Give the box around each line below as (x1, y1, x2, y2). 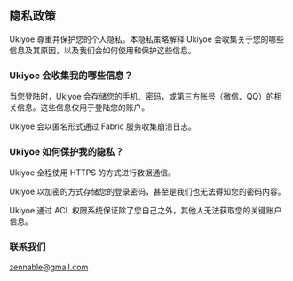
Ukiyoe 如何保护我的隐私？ (9, 146, 124, 158)
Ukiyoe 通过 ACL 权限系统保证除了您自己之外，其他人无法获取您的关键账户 (9, 205, 282, 216)
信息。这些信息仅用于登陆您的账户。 (16, 102, 149, 113)
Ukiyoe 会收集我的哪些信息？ (9, 69, 133, 82)
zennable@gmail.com (9, 261, 89, 272)
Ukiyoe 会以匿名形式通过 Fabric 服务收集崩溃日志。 (9, 121, 197, 132)
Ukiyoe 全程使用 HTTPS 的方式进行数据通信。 (9, 167, 176, 178)
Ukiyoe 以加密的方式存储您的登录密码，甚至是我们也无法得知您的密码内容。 (9, 186, 286, 197)
